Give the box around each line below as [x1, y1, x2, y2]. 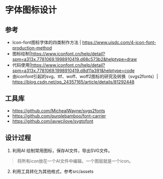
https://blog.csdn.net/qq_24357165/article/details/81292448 [12, 79, 135, 85]
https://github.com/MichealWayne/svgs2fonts [12, 107, 106, 113]
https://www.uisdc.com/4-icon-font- [82, 40, 156, 45]
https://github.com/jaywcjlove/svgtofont [12, 118, 93, 124]
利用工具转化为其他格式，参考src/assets [12, 168, 94, 174]
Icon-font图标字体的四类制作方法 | [12, 40, 81, 45]
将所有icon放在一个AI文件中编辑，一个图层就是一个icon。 [17, 158, 134, 164]
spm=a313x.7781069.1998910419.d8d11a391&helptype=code [12, 68, 135, 74]
